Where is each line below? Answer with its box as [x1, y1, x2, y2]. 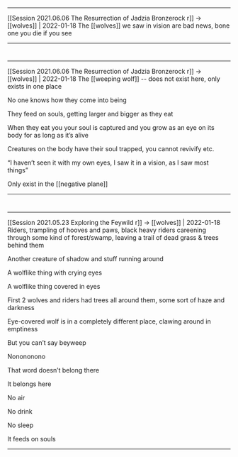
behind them [7, 241, 45, 249]
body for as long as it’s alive [7, 131, 89, 140]
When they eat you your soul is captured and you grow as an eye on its [7, 123, 215, 132]
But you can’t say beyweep [7, 338, 86, 347]
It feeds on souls [7, 434, 56, 443]
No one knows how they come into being [7, 96, 127, 104]
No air [7, 393, 25, 402]
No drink [7, 407, 33, 415]
